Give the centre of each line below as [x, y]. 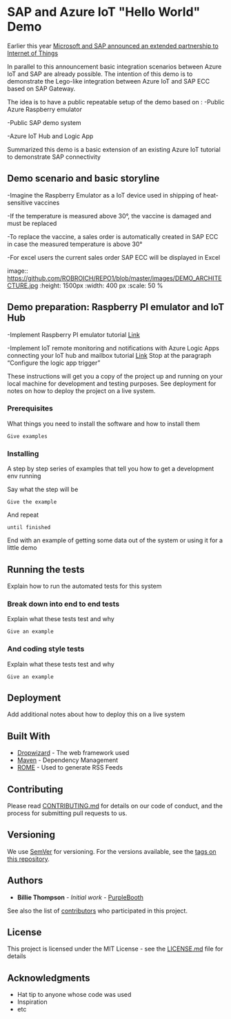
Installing [23, 453]
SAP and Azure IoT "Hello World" [104, 12]
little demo [22, 548]
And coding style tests [46, 649]
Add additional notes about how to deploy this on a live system [96, 714]
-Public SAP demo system [44, 122]
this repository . [29, 859]
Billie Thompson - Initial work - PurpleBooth [80, 897]
